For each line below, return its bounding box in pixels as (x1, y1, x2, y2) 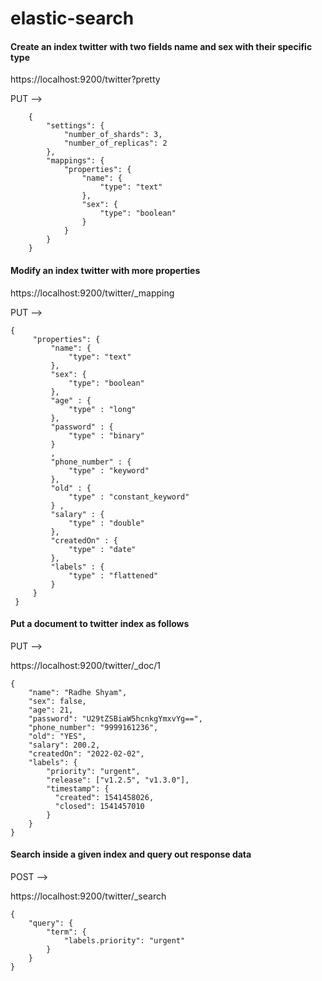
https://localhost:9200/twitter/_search (10, 890, 167, 902)
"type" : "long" (68, 404, 137, 414)
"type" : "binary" (68, 430, 145, 441)
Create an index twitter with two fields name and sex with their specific (10, 40, 313, 52)
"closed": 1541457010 (54, 801, 145, 811)
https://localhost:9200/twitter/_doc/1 (10, 659, 162, 671)
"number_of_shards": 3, (63, 130, 163, 140)
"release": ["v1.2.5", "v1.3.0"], (46, 775, 190, 785)
